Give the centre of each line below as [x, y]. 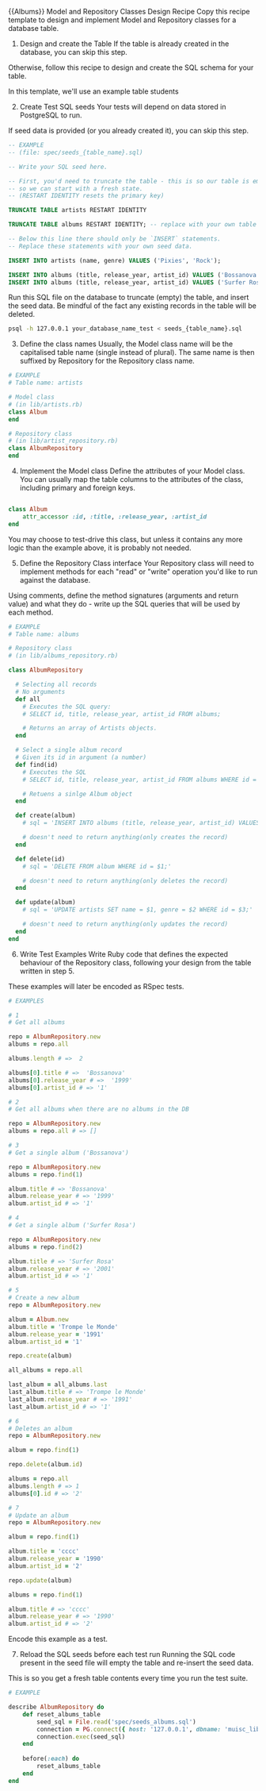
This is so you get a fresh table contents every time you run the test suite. [128, 1678]
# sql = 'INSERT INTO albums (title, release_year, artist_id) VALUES [141, 823]
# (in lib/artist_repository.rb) [63, 441]
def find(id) [37, 765]
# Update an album [38, 1516]
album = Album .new [38, 1319]
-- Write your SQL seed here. [58, 167]
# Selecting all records [56, 684]
